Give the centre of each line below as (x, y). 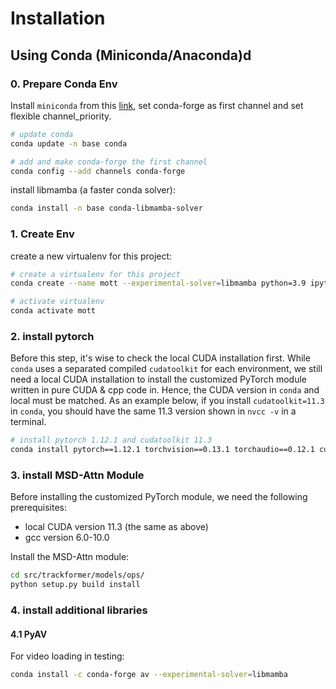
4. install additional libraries (79, 610)
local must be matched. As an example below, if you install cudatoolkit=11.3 (167, 401)
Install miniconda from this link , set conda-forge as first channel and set (157, 105)
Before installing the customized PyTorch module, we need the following (159, 497)
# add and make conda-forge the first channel (109, 162)
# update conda (42, 134)
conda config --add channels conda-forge (98, 171)
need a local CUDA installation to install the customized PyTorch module (159, 379)
